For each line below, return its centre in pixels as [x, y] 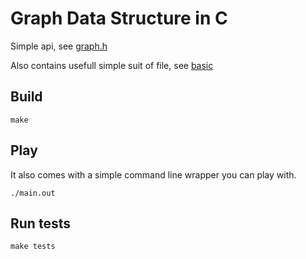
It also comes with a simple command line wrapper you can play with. [153, 174]
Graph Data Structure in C [119, 18]
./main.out [33, 193]
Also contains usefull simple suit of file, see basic [112, 65]
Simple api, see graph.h [59, 46]
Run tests [40, 223]
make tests [33, 247]
